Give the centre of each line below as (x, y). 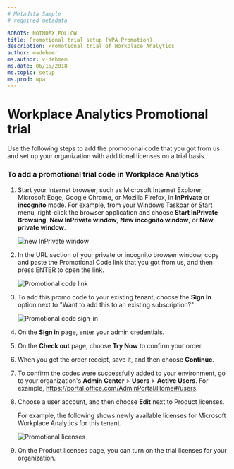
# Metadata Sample (34, 14)
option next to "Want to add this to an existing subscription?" (106, 304)
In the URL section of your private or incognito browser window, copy (118, 254)
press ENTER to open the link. (61, 270)
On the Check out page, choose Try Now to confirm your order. (110, 345)
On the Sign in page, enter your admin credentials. (91, 332)
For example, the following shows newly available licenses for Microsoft (122, 415)
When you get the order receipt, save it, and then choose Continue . (116, 359)
